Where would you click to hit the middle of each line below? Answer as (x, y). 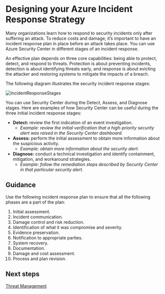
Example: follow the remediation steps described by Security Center (89, 164)
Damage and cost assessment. (44, 253)
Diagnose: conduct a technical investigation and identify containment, (84, 154)
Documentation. (29, 248)
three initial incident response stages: (43, 113)
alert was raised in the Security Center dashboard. (71, 133)
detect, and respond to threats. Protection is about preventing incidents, (78, 63)
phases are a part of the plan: (35, 202)
